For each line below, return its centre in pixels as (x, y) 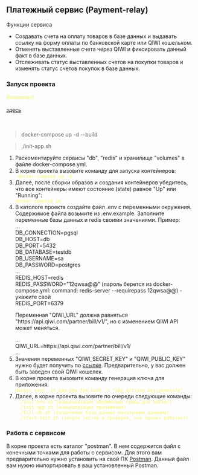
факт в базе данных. (41, 55)
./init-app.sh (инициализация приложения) (72, 407)
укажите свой (33, 297)
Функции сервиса (29, 24)
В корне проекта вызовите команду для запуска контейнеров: (95, 171)
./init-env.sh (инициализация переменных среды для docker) (95, 402)
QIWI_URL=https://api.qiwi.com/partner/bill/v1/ (73, 346)
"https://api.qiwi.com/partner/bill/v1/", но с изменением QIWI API (97, 322)
